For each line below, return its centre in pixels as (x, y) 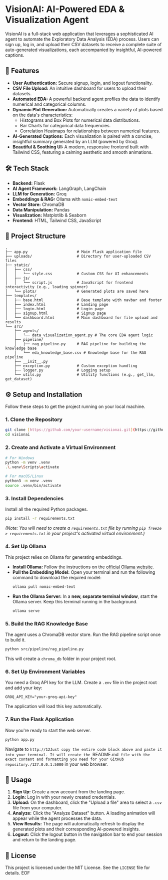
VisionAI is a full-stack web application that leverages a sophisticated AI (79, 34)
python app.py (20, 739)
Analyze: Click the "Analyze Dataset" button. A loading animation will (84, 813)
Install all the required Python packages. (47, 509)
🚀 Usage (18, 780)
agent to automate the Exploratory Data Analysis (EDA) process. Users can (82, 39)
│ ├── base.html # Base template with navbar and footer (84, 300)
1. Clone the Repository (34, 419)
